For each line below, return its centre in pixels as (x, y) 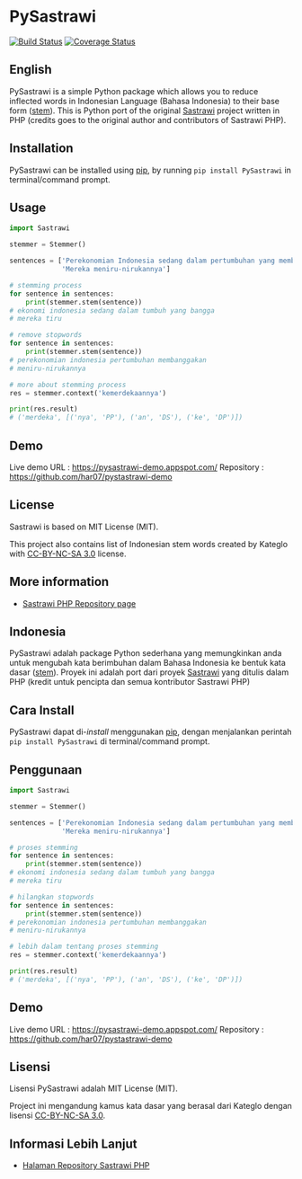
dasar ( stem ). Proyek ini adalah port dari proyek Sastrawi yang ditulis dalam (149, 672)
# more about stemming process (68, 385)
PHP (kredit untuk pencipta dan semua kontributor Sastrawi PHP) (130, 682)
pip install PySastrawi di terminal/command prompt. (110, 741)
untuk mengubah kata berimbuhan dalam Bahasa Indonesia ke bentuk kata (147, 663)
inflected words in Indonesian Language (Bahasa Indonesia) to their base (145, 101)
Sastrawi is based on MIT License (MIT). (84, 527)
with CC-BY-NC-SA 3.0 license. (68, 554)
